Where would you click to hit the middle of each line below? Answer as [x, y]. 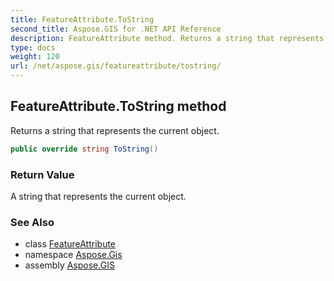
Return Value [42, 174]
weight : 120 [35, 57]
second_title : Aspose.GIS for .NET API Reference [116, 29]
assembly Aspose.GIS [69, 265]
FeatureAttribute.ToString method [118, 106]
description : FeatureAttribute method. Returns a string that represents [167, 38]
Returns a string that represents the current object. [115, 130]
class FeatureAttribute [70, 244]
